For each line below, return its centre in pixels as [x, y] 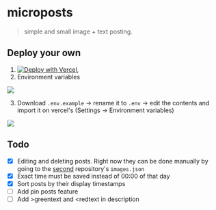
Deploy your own [44, 53]
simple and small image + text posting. [78, 31]
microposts [40, 13]
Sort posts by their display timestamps [71, 183]
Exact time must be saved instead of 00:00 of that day [93, 176]
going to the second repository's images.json [81, 168]
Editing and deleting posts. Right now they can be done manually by [112, 161]
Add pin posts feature [48, 191]
